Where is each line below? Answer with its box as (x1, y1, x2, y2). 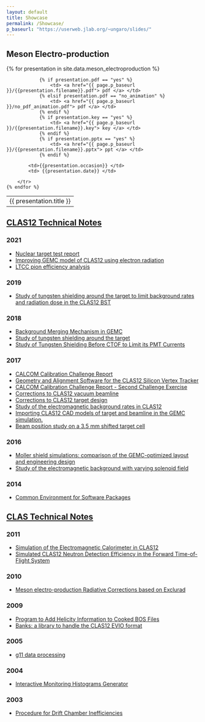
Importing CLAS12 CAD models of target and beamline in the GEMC (15, 409, 185, 417)
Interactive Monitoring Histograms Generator (15, 680, 129, 688)
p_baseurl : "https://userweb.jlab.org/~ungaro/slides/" (6, 26, 152, 32)
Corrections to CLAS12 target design (15, 396, 108, 403)
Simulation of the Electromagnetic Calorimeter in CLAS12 (15, 544, 159, 551)
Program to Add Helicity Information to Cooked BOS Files (15, 615, 160, 623)
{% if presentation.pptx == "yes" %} (39, 136, 136, 142)
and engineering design (15, 458, 75, 465)
